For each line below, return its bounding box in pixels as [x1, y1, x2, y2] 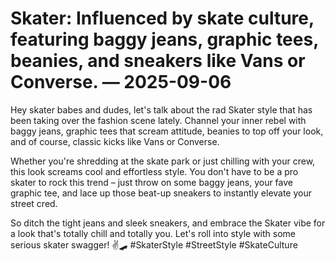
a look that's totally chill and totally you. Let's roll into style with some [10, 227, 296, 239]
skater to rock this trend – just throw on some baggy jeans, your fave [10, 176, 293, 188]
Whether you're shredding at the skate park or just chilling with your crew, [10, 155, 316, 167]
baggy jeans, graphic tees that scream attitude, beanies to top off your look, [10, 125, 324, 137]
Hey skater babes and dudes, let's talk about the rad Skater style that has [10, 103, 313, 116]
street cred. [10, 197, 58, 209]
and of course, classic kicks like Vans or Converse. [10, 135, 220, 147]
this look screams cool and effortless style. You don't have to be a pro [10, 165, 299, 177]
